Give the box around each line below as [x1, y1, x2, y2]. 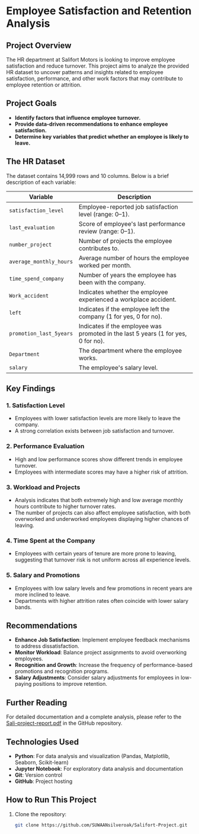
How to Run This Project [6, 795, 97, 805]
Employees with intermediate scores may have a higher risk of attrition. [14, 468, 188, 475]
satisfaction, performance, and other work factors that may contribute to [6, 75, 183, 82]
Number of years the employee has [78, 271, 176, 279]
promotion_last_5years [9, 330, 73, 337]
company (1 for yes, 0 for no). [78, 312, 163, 321]
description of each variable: [6, 178, 76, 186]
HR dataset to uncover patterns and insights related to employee [6, 69, 164, 75]
